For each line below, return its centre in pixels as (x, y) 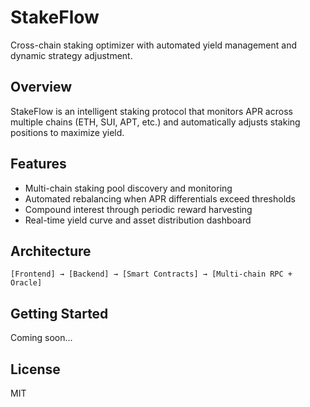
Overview (41, 87)
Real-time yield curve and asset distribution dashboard (138, 220)
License (35, 369)
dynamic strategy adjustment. (71, 55)
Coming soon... (41, 338)
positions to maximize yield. (67, 132)
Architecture (51, 251)
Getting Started (59, 313)
